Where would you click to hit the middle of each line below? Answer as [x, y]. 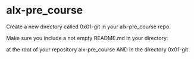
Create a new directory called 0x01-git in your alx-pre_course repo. [88, 27]
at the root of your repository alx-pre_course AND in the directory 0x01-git [97, 49]
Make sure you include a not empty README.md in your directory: [87, 38]
